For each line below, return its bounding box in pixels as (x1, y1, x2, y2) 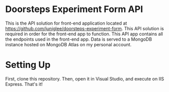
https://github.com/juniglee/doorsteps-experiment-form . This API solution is (5, 25, 164, 31)
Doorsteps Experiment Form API (5, 4, 143, 15)
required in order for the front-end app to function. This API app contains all (5, 31, 163, 37)
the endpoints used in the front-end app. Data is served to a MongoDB (5, 36, 152, 42)
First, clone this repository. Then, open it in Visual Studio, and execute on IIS (5, 75, 164, 81)
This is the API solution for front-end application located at (5, 20, 128, 26)
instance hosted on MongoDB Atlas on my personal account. (5, 41, 132, 47)
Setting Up (5, 59, 51, 71)
